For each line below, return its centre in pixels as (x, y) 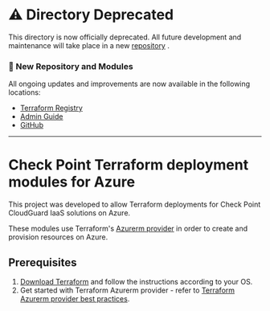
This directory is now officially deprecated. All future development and (125, 37)
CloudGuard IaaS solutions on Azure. (70, 213)
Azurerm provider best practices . (75, 298)
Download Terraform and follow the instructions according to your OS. (136, 281)
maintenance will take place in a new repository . (89, 45)
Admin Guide (41, 117)
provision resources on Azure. (58, 237)
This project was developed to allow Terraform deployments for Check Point (135, 205)
